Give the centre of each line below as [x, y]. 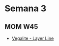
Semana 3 [26, 9]
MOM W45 [21, 27]
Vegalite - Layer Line [33, 38]
